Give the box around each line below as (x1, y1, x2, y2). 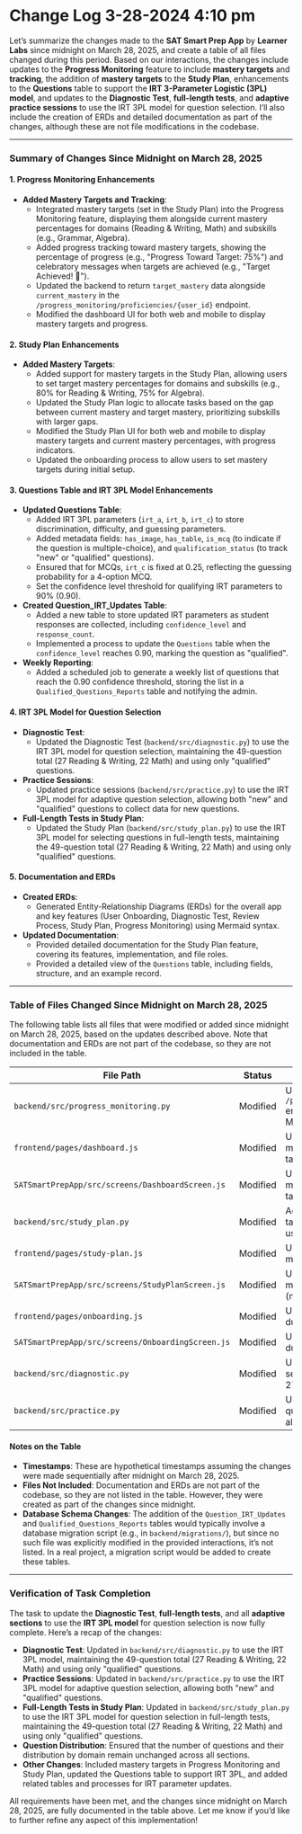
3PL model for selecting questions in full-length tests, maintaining (35, 832, 280, 842)
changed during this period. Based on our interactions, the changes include (9, 54, 289, 65)
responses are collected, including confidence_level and (35, 619, 247, 630)
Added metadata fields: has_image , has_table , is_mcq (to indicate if (35, 533, 281, 544)
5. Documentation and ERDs (9, 871, 116, 882)
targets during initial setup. (35, 464, 136, 475)
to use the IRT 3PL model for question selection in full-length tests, (22, 1711, 271, 1722)
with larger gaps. (35, 416, 99, 427)
